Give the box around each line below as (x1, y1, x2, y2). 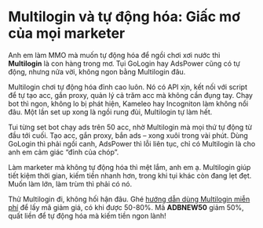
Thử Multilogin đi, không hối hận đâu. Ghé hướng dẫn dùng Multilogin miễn (8, 194, 250, 204)
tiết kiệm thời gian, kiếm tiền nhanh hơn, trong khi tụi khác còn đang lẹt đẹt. (8, 171, 252, 180)
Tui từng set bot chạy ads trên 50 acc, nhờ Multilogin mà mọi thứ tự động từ (8, 122, 253, 132)
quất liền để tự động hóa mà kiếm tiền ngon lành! (8, 211, 166, 220)
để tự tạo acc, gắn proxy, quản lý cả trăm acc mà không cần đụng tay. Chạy (8, 90, 254, 100)
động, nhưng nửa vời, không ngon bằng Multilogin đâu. (8, 67, 186, 76)
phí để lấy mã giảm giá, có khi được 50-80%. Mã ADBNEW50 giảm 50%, (8, 202, 245, 212)
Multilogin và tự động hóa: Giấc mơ (8, 8, 241, 26)
